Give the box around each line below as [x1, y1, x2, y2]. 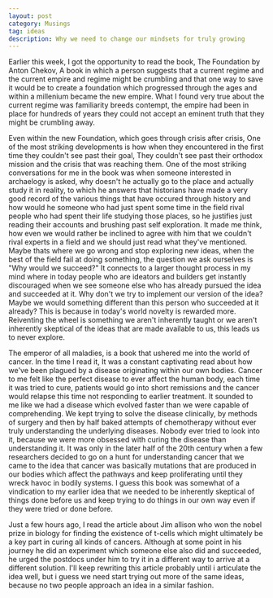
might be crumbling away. [8, 117, 95, 127]
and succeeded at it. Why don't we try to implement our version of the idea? [8, 289, 263, 299]
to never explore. [8, 332, 65, 342]
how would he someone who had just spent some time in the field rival [8, 203, 245, 213]
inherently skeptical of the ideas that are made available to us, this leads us [8, 323, 260, 334]
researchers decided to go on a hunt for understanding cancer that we [8, 452, 245, 462]
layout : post [8, 11, 53, 20]
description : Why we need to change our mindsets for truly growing [8, 34, 245, 43]
